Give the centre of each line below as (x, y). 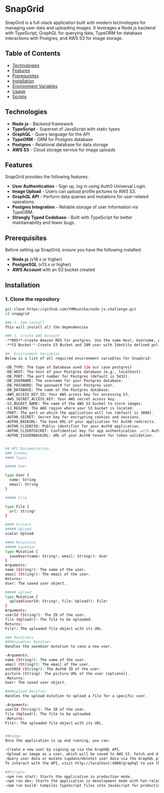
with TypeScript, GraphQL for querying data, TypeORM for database (74, 33)
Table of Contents (33, 54)
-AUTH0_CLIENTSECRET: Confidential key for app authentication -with (77, 431)
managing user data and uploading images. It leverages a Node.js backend (80, 27)
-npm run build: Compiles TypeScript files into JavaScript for (72, 786)
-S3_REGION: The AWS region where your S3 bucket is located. (70, 408)
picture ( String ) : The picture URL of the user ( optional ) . (68, 674)
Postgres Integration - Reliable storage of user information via (75, 207)
